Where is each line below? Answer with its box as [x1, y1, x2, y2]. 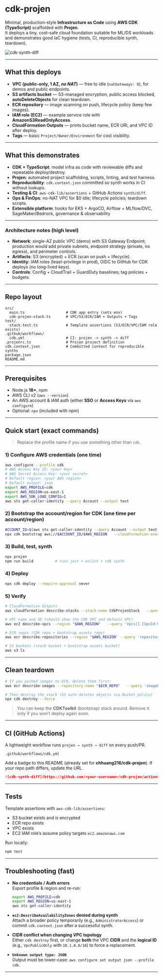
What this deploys [5, 68, 62, 76]
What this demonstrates [5, 151, 80, 160]
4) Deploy [5, 570, 29, 577]
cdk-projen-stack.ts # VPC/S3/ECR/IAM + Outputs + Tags [9, 314, 138, 319]
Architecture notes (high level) [5, 227, 79, 234]
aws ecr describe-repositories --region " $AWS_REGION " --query [5, 635, 136, 640]
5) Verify [5, 593, 26, 599]
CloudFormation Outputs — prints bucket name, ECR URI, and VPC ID [12, 122, 153, 128]
